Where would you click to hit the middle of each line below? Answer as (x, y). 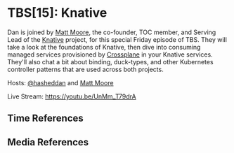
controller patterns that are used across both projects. (85, 69)
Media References (48, 142)
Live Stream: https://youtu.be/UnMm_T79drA (72, 96)
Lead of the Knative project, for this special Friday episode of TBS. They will (117, 39)
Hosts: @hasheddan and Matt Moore (60, 82)
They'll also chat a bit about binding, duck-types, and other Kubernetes (110, 61)
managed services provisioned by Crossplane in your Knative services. (110, 54)
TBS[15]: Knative (57, 13)
